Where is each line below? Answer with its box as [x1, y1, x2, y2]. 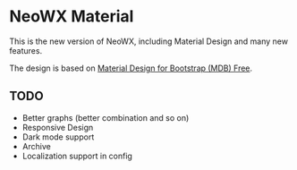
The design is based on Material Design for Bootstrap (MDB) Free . [9, 63, 253, 73]
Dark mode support [21, 132, 95, 142]
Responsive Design [21, 122, 94, 132]
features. [9, 45, 43, 55]
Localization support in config [21, 150, 132, 161]
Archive [21, 140, 51, 151]
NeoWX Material [9, 6, 134, 27]
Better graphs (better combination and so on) [21, 112, 190, 123]
